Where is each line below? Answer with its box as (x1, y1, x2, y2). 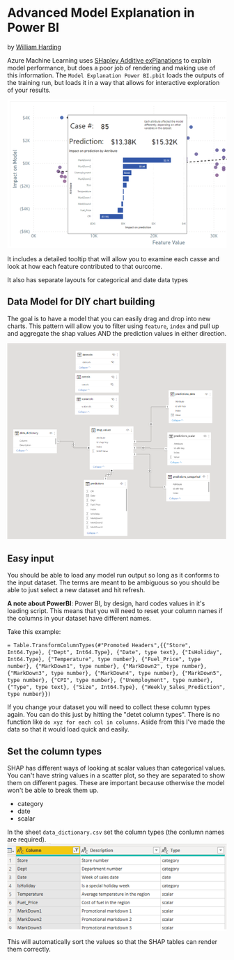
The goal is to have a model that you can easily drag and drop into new (7, 314, 211, 323)
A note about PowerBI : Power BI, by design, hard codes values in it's (7, 599, 205, 607)
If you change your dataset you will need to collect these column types (7, 703, 211, 711)
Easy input (7, 552, 54, 564)
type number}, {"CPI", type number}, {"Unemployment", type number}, (7, 677, 214, 684)
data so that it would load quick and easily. (7, 725, 130, 734)
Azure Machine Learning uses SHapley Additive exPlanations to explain (7, 56, 212, 64)
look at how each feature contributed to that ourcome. (7, 263, 162, 271)
